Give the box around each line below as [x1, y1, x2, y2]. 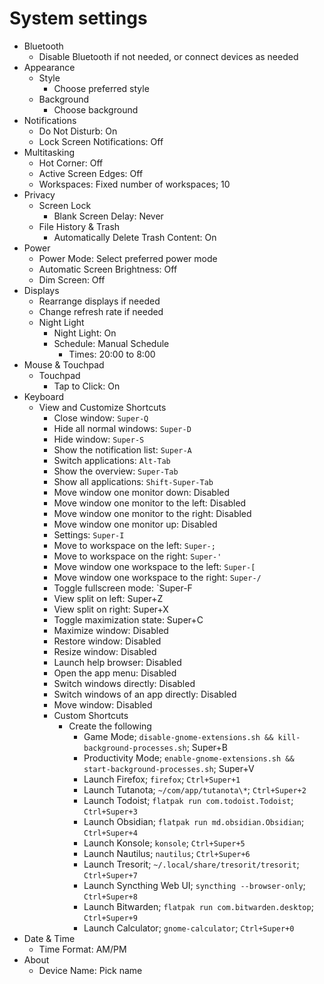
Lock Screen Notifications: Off [38, 135, 164, 147]
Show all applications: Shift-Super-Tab [53, 475, 214, 487]
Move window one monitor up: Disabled [53, 518, 218, 530]
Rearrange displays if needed [38, 295, 161, 307]
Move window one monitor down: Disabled [53, 486, 231, 498]
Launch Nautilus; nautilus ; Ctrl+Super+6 [83, 847, 251, 859]
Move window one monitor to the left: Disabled [53, 497, 247, 509]
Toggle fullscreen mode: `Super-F [53, 582, 193, 594]
